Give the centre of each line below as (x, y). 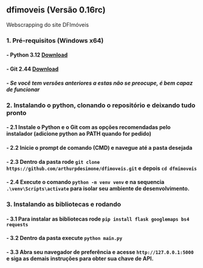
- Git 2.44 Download (33, 69)
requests (17, 225)
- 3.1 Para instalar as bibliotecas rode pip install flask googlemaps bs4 (98, 219)
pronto (16, 113)
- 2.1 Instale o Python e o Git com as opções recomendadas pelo (89, 127)
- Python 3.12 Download (37, 55)
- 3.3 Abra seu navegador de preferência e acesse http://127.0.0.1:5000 (100, 252)
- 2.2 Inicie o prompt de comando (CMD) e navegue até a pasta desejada (99, 148)
